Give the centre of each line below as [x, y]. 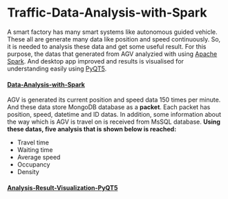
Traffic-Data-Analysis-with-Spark [107, 13]
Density [28, 172]
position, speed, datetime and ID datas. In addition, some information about [114, 115]
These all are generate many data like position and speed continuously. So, [114, 39]
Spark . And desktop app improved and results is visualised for [96, 61]
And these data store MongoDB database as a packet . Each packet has [109, 107]
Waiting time [35, 150]
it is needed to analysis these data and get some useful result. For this [107, 46]
